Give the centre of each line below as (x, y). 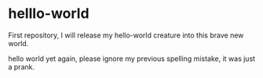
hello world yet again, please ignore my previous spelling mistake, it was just (132, 58)
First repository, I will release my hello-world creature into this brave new (126, 35)
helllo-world (49, 14)
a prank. (22, 66)
